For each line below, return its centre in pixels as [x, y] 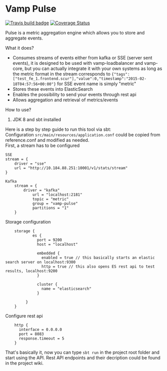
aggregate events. [24, 38]
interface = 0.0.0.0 [40, 329]
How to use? [18, 109]
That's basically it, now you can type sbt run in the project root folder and [82, 352]
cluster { [47, 284]
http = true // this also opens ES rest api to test [98, 267]
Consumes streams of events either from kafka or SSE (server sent [82, 58]
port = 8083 [31, 334]
